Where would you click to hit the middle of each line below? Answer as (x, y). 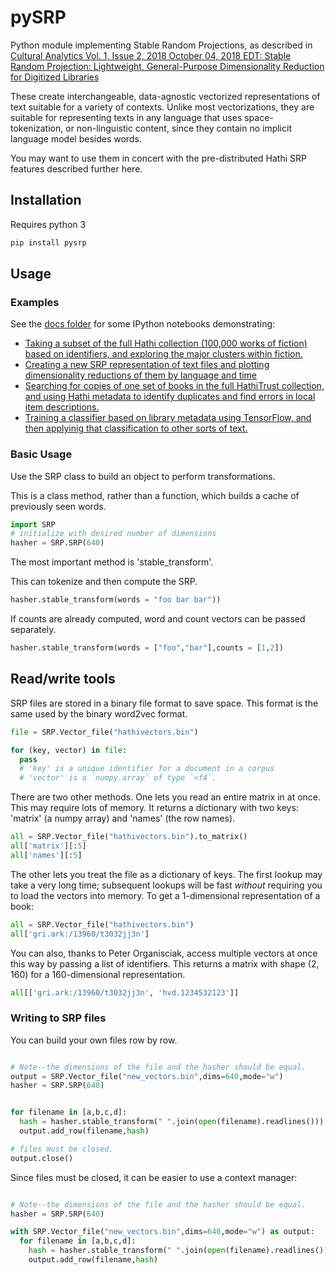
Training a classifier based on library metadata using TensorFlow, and (168, 418)
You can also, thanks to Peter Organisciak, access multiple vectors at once (164, 953)
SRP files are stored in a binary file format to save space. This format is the (164, 703)
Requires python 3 (48, 224)
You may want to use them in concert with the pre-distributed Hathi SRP (158, 158)
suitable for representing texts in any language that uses (126, 117)
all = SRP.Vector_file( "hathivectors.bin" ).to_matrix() (129, 837)
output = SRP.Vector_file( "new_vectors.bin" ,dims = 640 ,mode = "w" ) (147, 1076)
